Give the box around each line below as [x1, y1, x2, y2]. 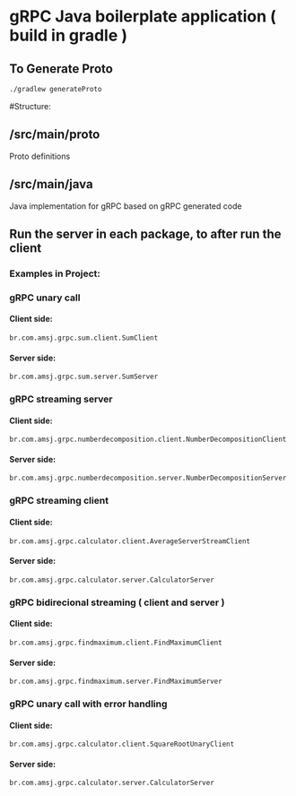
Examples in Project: [9, 267, 100, 280]
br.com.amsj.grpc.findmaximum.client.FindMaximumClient [9, 638, 222, 647]
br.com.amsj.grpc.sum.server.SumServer [9, 372, 159, 382]
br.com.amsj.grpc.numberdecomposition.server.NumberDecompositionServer [9, 473, 287, 483]
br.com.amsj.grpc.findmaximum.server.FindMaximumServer [9, 677, 222, 687]
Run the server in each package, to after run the [9, 226, 282, 241]
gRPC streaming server [9, 393, 113, 405]
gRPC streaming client [9, 495, 109, 507]
